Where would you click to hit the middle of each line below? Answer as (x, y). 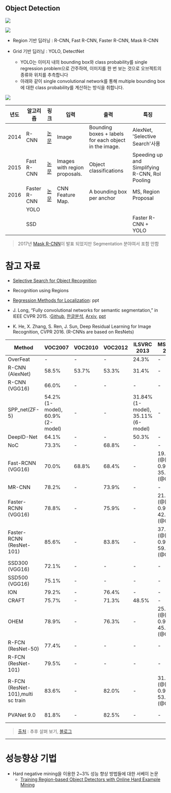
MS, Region (146, 191)
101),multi (20, 694)
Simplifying (146, 167)
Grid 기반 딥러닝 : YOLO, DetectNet (48, 51)
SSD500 (18, 577)
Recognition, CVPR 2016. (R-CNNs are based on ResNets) (73, 332)
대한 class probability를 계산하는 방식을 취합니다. (75, 87)
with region (70, 167)
